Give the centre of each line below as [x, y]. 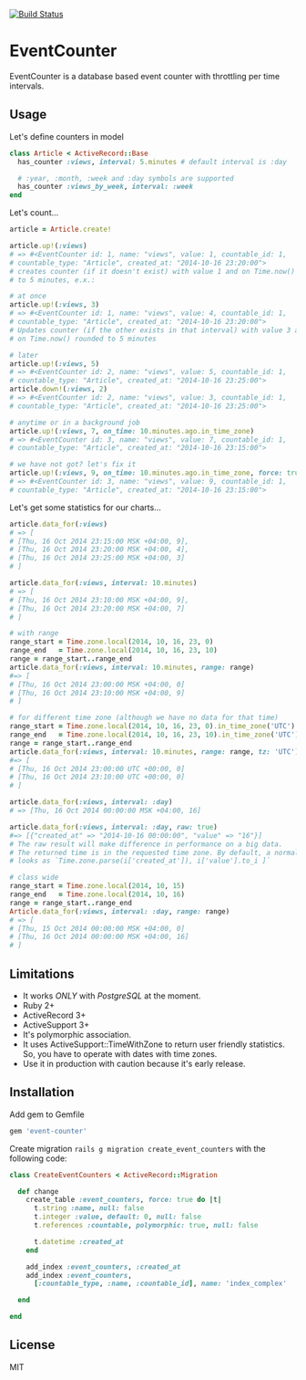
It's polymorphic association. [77, 1034]
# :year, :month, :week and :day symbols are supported [126, 178]
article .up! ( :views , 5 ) [55, 364]
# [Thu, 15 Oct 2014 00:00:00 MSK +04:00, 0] [97, 928]
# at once [28, 297]
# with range [34, 633]
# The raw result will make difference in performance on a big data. [146, 844]
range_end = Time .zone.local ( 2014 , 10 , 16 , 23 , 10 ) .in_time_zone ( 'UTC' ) [154, 735]
